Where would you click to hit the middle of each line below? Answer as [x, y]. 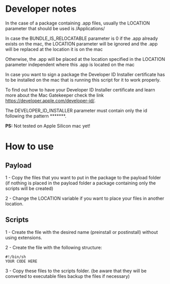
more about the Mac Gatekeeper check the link [55, 95]
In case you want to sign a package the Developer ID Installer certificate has [85, 74]
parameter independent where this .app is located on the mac [70, 64]
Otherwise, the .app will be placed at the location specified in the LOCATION [85, 59]
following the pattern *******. [36, 116]
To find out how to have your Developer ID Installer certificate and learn [80, 89]
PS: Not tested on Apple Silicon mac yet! [48, 126]
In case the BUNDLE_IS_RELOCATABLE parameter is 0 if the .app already [82, 38]
